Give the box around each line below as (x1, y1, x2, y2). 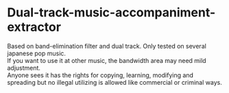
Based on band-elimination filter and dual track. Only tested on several (7, 42, 207, 50)
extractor (7, 19, 62, 35)
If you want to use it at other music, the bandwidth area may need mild (7, 56, 207, 64)
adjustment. (7, 64, 41, 72)
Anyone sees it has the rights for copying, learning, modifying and (7, 70, 194, 79)
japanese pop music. (7, 49, 67, 57)
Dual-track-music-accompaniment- (7, 5, 216, 21)
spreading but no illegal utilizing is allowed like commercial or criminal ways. (7, 78, 223, 86)
